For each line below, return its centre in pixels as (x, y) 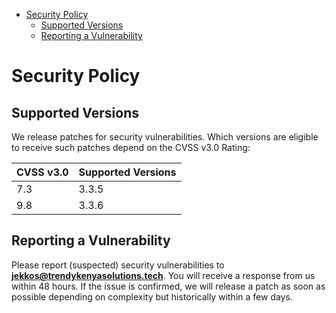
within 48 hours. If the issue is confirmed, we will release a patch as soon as (168, 286)
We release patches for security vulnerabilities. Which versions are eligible (165, 137)
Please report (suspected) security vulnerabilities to (118, 265)
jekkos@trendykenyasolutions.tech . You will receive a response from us (163, 275)
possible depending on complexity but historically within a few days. (152, 296)
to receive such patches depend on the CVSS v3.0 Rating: (131, 147)
